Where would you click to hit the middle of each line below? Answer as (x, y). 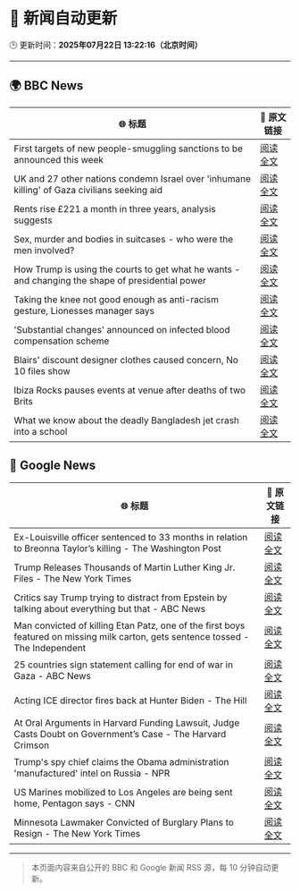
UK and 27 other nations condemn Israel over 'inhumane (133, 178)
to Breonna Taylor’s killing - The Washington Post (117, 548)
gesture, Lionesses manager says (84, 310)
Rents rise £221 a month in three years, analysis (115, 208)
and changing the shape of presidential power (110, 280)
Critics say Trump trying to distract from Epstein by (121, 598)
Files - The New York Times (73, 578)
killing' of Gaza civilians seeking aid (88, 190)
